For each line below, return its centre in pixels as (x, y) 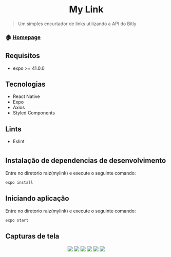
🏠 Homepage (23, 37)
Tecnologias (25, 84)
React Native (26, 96)
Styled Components (34, 113)
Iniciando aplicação (37, 199)
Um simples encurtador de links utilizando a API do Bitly (77, 24)
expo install (19, 182)
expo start (17, 220)
